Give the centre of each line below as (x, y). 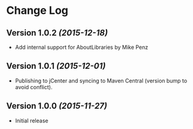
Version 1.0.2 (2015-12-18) (57, 33)
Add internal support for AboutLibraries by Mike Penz (81, 47)
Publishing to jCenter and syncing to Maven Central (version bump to (101, 80)
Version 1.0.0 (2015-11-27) (57, 106)
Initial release (31, 121)
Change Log (37, 11)
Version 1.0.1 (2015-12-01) (56, 66)
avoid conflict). (34, 87)
